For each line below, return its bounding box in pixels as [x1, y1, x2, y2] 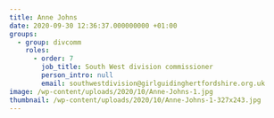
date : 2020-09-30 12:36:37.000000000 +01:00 [9, 21, 178, 30]
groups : [9, 29, 38, 38]
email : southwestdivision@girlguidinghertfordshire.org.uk [41, 79, 266, 88]
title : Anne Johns [9, 12, 78, 22]
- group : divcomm [17, 37, 82, 47]
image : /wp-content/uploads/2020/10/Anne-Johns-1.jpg [9, 87, 214, 96]
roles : [25, 46, 50, 55]
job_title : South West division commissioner [41, 63, 214, 72]
